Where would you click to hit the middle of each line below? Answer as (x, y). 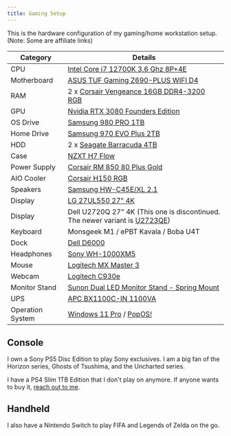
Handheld (29, 409)
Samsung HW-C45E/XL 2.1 (113, 189)
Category (36, 57)
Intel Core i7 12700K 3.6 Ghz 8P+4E (127, 69)
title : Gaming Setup (37, 13)
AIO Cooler (28, 178)
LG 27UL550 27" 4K (101, 200)
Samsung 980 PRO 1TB (106, 122)
